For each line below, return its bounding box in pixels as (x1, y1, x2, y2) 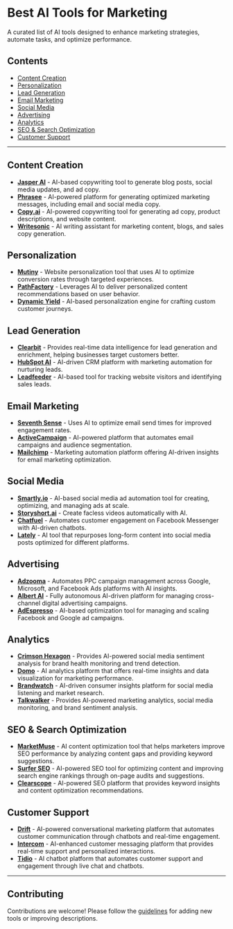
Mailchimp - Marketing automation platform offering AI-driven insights (17, 448, 219, 456)
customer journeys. (17, 305, 73, 313)
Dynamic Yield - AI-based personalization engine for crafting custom (17, 297, 216, 306)
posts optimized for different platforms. (17, 538, 130, 546)
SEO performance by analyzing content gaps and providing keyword (17, 749, 213, 758)
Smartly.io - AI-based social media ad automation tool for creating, (17, 494, 210, 502)
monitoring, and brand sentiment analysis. (17, 704, 138, 712)
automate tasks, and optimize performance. (7, 35, 132, 43)
